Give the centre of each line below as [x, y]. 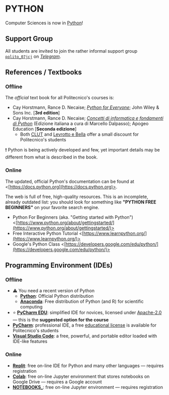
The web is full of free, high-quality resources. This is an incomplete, [77, 196]
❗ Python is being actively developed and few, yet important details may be [82, 150]
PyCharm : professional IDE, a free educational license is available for [84, 325]
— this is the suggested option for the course [61, 320]
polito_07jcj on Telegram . [33, 56]
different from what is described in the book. [51, 157]
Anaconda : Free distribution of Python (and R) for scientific [82, 301]
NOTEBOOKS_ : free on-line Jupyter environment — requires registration [88, 387]
